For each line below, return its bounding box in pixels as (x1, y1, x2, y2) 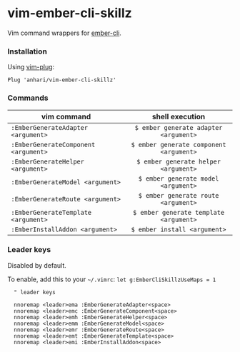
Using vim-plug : (7, 63, 55, 71)
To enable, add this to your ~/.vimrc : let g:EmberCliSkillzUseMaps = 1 (7, 275, 216, 283)
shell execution (152, 111, 206, 121)
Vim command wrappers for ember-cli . (7, 29, 121, 37)
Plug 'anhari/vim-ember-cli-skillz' (7, 76, 116, 84)
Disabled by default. (7, 261, 66, 269)
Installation (7, 46, 48, 56)
